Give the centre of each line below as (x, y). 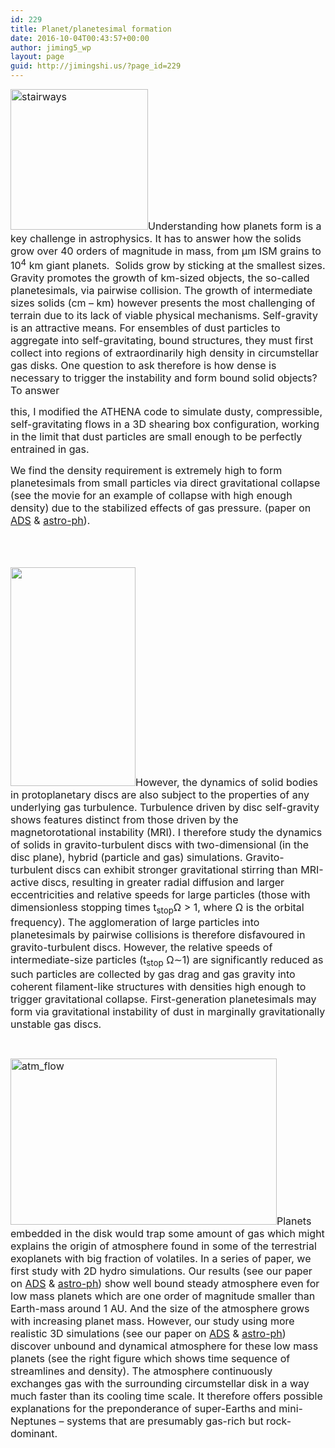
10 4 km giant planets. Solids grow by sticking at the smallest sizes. (168, 265)
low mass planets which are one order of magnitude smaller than (163, 1296)
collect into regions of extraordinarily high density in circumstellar (165, 353)
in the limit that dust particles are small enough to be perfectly (156, 437)
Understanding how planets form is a (235, 226)
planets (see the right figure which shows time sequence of (150, 1358)
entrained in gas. (50, 449)
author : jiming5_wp (51, 47)
